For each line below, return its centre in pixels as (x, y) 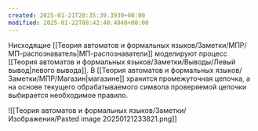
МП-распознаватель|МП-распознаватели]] (80, 53)
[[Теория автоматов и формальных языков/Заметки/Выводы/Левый (122, 62)
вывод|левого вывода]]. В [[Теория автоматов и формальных (111, 70)
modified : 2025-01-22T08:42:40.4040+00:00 (78, 23)
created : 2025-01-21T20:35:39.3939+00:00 (77, 15)
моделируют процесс (191, 53)
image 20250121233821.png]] (129, 118)
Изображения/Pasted (44, 118)
